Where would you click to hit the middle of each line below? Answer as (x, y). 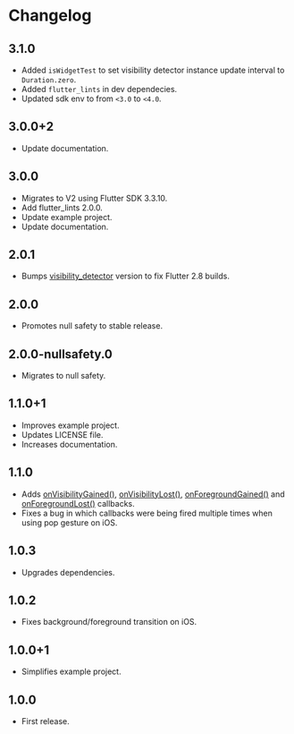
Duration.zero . (49, 80)
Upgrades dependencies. (68, 572)
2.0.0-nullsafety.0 (60, 354)
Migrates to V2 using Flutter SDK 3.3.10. (94, 198)
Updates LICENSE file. (62, 434)
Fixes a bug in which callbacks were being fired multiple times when (147, 513)
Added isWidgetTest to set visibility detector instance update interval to (153, 70)
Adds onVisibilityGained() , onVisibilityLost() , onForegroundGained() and (153, 494)
